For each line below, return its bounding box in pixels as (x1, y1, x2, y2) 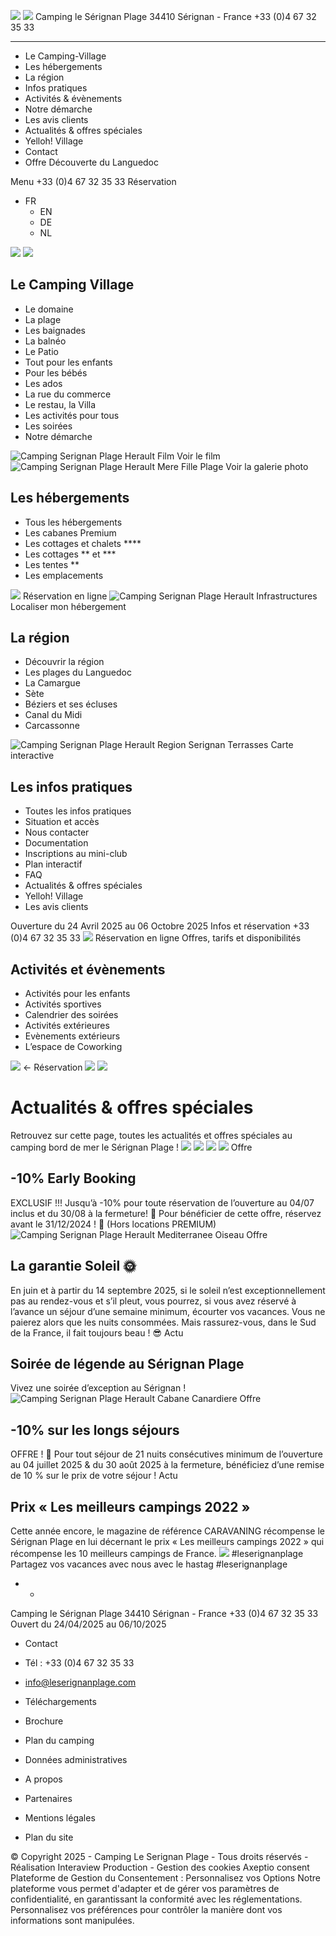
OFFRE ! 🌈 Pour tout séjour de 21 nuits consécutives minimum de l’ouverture (10, 1448, 323, 1460)
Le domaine (24, 303, 74, 315)
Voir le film (176, 450, 221, 462)
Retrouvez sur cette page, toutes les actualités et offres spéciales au (10, 1130, 293, 1141)
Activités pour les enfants (24, 988, 131, 1000)
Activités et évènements (10, 961, 166, 978)
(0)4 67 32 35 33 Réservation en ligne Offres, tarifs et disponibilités (10, 932, 302, 944)
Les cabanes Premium (24, 526, 117, 539)
